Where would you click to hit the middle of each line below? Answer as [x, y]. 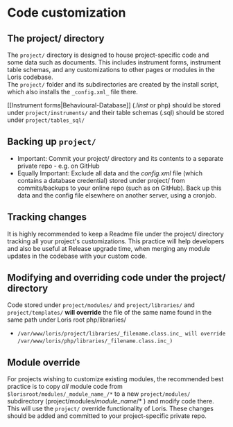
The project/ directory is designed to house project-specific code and [108, 55]
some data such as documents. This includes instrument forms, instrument [114, 62]
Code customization [67, 13]
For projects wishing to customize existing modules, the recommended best [115, 379]
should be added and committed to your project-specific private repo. [107, 416]
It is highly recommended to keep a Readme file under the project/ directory [115, 234]
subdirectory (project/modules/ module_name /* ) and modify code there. [111, 401]
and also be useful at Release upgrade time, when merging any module [109, 248]
